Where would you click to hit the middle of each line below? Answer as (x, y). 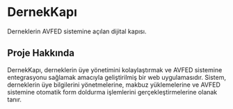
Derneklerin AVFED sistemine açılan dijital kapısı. (77, 31)
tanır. (15, 99)
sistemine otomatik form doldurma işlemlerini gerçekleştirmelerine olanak (112, 92)
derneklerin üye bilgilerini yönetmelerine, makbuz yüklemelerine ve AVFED (114, 85)
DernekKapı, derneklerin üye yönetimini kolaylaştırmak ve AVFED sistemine (115, 69)
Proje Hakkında (41, 53)
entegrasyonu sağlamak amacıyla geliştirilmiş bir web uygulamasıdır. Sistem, (116, 77)
